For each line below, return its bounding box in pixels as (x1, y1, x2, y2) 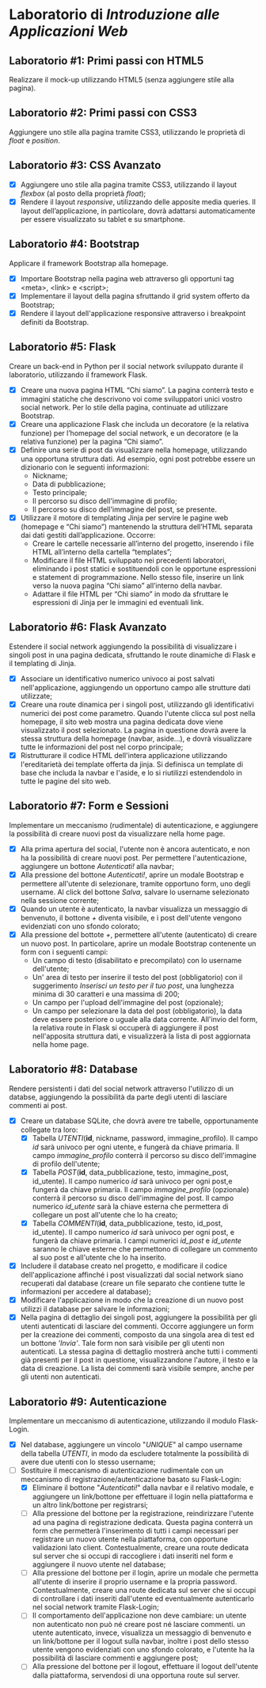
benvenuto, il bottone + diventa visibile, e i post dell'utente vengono (20, 913, 242, 922)
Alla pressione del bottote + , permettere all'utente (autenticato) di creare (20, 929, 257, 939)
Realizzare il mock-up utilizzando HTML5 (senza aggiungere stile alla (9, 75, 234, 84)
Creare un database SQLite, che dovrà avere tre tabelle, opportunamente (20, 1115, 259, 1126)
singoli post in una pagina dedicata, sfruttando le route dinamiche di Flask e (9, 650, 256, 659)
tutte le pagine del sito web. (20, 776, 112, 786)
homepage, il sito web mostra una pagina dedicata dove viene (20, 717, 224, 726)
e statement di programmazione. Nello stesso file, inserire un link (32, 572, 245, 581)
